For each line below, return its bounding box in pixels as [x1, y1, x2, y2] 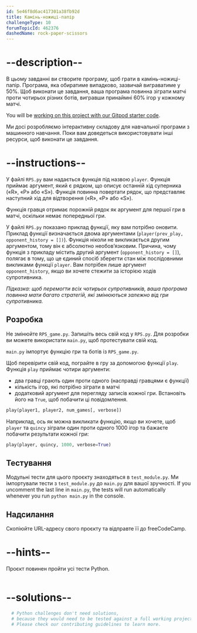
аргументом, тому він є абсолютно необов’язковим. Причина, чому [6, 243, 176, 249]
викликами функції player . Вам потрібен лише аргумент [6, 261, 147, 268]
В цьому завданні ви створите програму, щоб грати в [6, 75, 141, 82]
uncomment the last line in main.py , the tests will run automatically [6, 486, 166, 493]
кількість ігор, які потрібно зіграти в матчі [14, 383, 120, 390]
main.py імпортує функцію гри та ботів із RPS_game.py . [6, 348, 139, 355]
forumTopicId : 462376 [6, 25, 59, 31]
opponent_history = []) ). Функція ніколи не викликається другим [6, 236, 170, 243]
